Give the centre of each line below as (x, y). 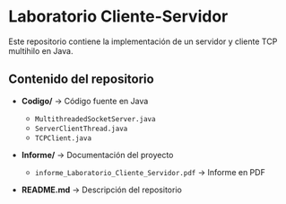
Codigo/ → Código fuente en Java (85, 101)
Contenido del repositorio (81, 80)
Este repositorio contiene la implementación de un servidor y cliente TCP (143, 41)
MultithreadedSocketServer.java (95, 119)
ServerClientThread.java (81, 129)
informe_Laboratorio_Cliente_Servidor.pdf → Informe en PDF (150, 172)
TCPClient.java (63, 138)
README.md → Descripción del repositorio (102, 190)
